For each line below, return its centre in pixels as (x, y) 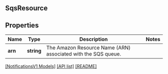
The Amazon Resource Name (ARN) (88, 48)
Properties (22, 25)
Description (93, 39)
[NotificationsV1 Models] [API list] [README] (51, 66)
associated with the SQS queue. (84, 54)
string (34, 51)
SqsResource (26, 8)
